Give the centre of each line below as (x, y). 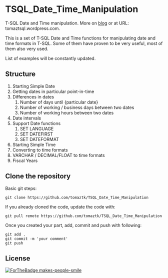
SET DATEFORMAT (39, 139)
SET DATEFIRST (36, 134)
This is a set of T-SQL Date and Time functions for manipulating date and (80, 38)
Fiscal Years (25, 160)
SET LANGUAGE (37, 128)
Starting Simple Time (34, 144)
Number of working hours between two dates (67, 112)
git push (14, 243)
